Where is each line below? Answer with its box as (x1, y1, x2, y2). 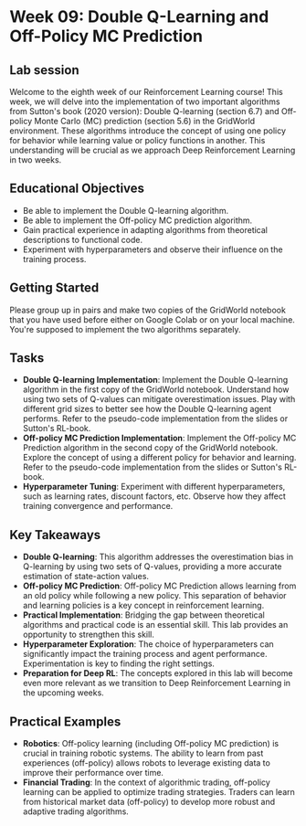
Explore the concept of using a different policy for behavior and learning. (22, 452, 297, 463)
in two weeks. (9, 154, 62, 165)
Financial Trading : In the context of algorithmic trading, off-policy (22, 777, 271, 788)
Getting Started (9, 281, 100, 296)
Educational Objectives (9, 181, 144, 196)
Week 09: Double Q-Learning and (9, 6, 269, 27)
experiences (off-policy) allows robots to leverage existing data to (22, 757, 271, 768)
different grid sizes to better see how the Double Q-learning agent (22, 404, 272, 415)
